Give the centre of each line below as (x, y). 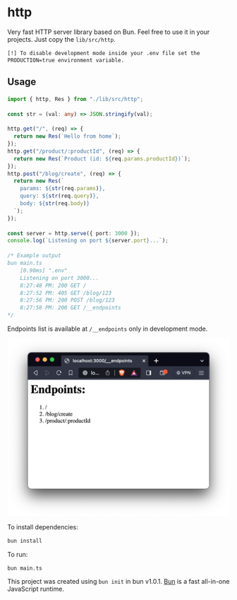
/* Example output (34, 256)
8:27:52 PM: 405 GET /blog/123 (66, 293)
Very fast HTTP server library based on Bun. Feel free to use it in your (109, 32)
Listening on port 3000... (60, 278)
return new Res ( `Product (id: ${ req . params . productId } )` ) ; (102, 159)
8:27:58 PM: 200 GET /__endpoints (71, 308)
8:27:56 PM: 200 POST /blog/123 (67, 300)
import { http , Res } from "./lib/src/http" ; (75, 99)
